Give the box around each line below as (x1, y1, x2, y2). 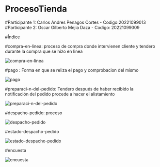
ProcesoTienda (5, 3, 67, 15)
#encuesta (5, 147, 27, 153)
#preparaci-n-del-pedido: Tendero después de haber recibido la (5, 86, 134, 91)
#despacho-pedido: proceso (5, 110, 63, 116)
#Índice (5, 34, 20, 40)
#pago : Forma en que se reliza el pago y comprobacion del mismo (5, 67, 139, 73)
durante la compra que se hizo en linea (5, 48, 83, 54)
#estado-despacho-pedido (5, 128, 59, 134)
